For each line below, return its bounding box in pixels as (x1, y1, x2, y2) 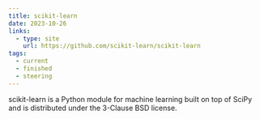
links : (8, 27, 31, 35)
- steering (15, 72, 53, 80)
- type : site (15, 34, 60, 43)
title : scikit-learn (8, 11, 79, 20)
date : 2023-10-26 (8, 19, 67, 28)
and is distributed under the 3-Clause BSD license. (8, 103, 177, 113)
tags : (8, 49, 27, 57)
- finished (15, 65, 53, 73)
